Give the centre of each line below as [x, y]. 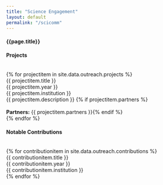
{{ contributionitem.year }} [38, 164]
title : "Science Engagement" [42, 12]
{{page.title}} [23, 41]
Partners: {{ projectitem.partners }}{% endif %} [65, 112]
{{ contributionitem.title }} [37, 158]
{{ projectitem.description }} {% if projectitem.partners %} [77, 100]
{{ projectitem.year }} [32, 87]
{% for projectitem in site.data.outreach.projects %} [69, 74]
